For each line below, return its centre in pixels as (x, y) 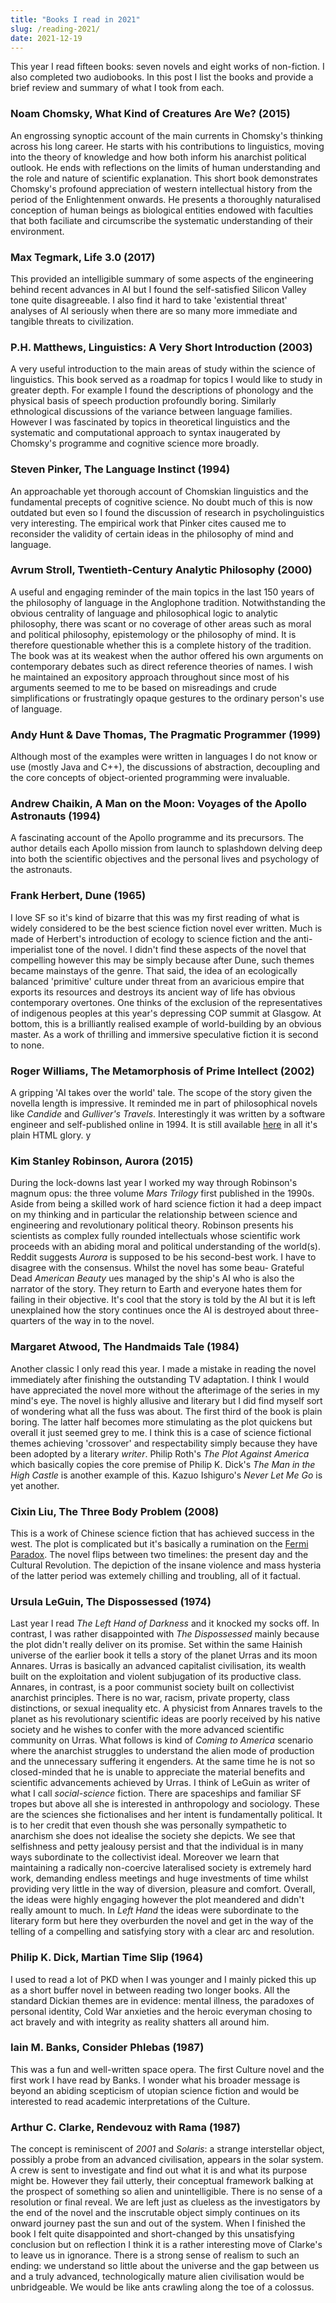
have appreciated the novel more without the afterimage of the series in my (165, 1390)
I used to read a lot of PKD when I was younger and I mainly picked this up (163, 1979)
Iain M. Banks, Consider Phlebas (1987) (107, 2048)
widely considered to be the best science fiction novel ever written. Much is (166, 928)
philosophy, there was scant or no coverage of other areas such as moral (161, 623)
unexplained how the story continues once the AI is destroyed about (151, 1310)
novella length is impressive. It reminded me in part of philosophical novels (164, 1103)
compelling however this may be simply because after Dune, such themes (162, 960)
